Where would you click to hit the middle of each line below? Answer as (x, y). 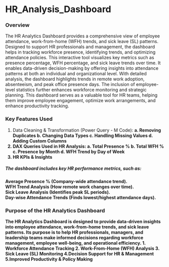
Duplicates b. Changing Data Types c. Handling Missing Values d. (83, 136)
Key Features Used (29, 119)
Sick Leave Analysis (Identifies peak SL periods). (58, 192)
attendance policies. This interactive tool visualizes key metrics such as (80, 58)
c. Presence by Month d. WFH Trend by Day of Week (69, 151)
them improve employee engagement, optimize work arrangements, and (80, 101)
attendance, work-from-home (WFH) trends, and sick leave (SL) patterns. (82, 41)
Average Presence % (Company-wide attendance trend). (66, 181)
